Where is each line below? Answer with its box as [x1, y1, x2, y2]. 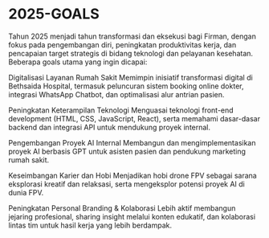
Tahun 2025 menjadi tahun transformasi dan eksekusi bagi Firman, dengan [8, 31, 257, 41]
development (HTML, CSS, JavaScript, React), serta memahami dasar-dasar [8, 113, 261, 123]
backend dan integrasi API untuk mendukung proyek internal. [8, 122, 211, 132]
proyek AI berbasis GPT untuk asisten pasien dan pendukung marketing [8, 146, 247, 156]
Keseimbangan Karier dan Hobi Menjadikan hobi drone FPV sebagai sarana [8, 170, 257, 180]
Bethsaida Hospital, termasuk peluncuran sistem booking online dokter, [8, 81, 244, 91]
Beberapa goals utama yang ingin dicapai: [8, 57, 148, 67]
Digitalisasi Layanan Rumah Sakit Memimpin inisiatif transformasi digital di [8, 72, 253, 82]
